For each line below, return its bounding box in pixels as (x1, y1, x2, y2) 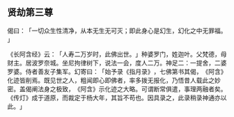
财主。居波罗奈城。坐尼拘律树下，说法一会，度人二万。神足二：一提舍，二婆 (7, 58, 227, 67)
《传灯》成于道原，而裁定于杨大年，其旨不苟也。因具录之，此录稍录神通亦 (7, 93, 221, 102)
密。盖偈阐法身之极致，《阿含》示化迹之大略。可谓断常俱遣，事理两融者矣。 (7, 84, 227, 93)
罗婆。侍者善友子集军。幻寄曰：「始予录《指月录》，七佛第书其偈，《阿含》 (7, 67, 227, 75)
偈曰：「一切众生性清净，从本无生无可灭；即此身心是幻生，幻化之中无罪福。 (7, 26, 227, 35)
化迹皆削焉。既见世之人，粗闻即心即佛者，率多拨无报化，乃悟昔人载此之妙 (7, 76, 221, 84)
